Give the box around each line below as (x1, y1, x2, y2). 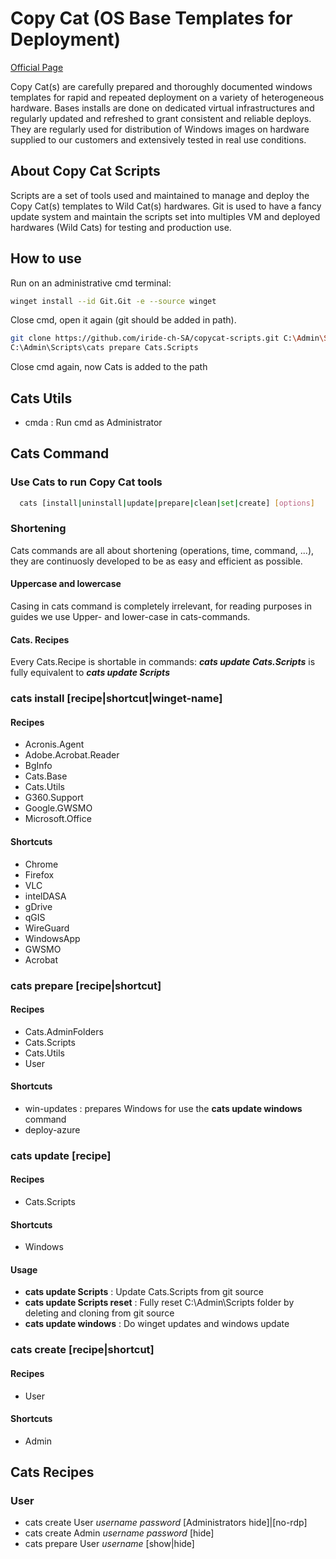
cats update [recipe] (10, 1148, 112, 1162)
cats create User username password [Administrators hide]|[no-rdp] (24, 1517, 308, 1529)
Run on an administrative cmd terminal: (10, 277, 172, 289)
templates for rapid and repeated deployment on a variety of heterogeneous (10, 91, 325, 103)
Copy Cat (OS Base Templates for (10, 7, 293, 30)
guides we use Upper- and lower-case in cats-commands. (10, 611, 251, 623)
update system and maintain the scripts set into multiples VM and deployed (10, 210, 321, 222)
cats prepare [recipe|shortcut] (10, 978, 162, 992)
